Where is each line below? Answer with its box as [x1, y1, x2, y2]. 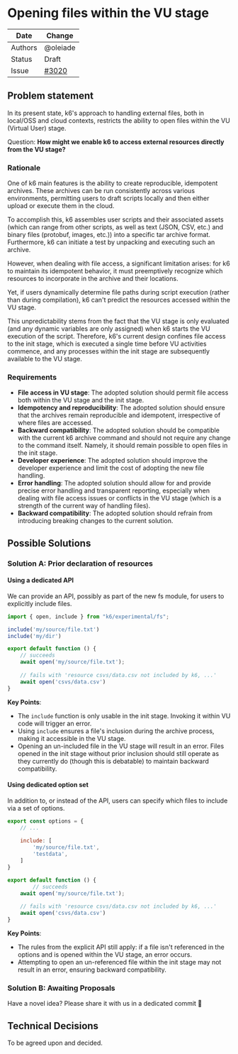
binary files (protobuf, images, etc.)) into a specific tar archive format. [7, 231, 211, 239]
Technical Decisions [7, 1020, 99, 1032]
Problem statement [7, 90, 94, 102]
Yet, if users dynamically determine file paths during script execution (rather [7, 288, 230, 297]
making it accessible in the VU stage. [17, 734, 126, 742]
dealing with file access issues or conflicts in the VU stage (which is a [17, 494, 222, 503]
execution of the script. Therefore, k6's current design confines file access [7, 332, 226, 341]
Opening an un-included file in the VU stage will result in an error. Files [17, 742, 225, 750]
